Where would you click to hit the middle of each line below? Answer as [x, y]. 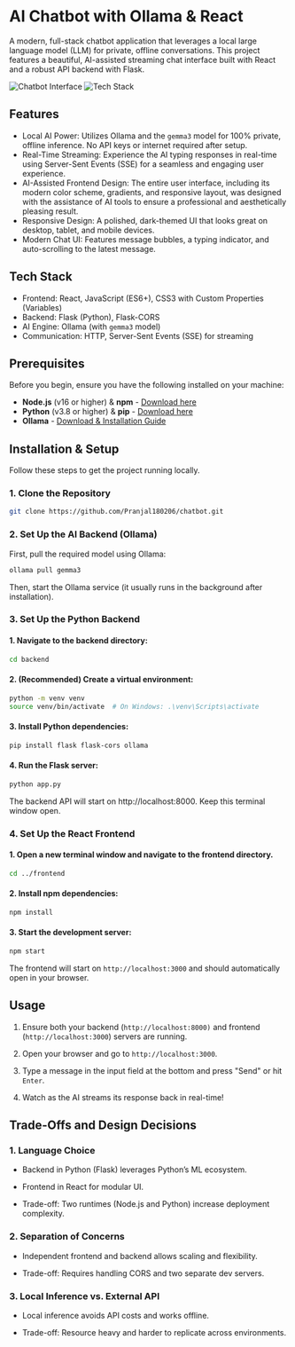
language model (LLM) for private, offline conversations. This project [135, 50]
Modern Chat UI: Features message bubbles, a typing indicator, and [146, 239]
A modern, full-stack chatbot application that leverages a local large [133, 41]
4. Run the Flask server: [54, 766]
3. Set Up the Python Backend [74, 619]
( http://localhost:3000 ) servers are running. [105, 1036]
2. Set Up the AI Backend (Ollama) [83, 534]
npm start [27, 951]
